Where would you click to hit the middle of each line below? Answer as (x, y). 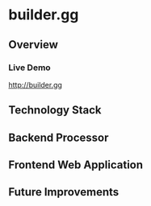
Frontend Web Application (76, 165)
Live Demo (29, 68)
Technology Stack (55, 110)
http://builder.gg (36, 84)
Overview (34, 45)
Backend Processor (59, 137)
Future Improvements (64, 192)
